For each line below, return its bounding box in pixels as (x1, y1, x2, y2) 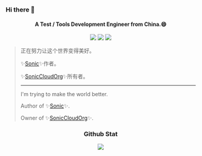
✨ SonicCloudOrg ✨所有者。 (20, 73, 89, 80)
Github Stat (83, 130, 118, 138)
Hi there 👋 (5, 5, 36, 14)
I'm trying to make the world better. (20, 91, 108, 98)
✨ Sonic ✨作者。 (20, 60, 60, 67)
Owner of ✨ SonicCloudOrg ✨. (20, 114, 94, 122)
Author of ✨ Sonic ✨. (20, 102, 70, 109)
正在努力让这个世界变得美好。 (20, 47, 95, 54)
